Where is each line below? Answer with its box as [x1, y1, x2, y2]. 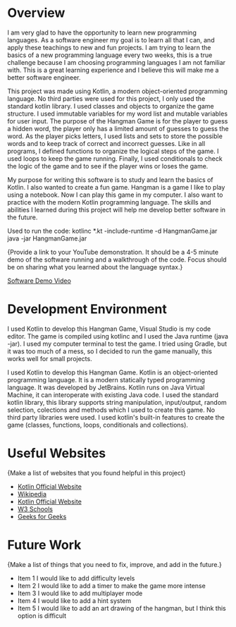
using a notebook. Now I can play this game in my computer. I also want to [7, 190, 223, 199]
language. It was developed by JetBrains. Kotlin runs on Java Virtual [7, 383, 205, 391]
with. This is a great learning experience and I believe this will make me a [7, 66, 219, 74]
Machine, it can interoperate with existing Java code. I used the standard [7, 390, 219, 399]
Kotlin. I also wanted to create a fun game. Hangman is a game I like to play [7, 183, 225, 191]
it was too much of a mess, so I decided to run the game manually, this [7, 347, 213, 355]
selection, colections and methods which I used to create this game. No [7, 406, 216, 414]
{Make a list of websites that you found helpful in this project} [7, 468, 186, 477]
